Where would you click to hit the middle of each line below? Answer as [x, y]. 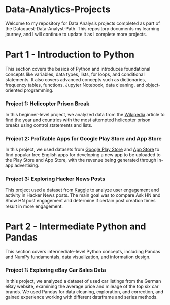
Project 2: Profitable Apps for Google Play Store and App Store [84, 139]
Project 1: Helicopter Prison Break [47, 104]
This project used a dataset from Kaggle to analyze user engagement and [82, 190]
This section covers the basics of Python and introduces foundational [78, 69]
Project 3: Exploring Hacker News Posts [55, 179]
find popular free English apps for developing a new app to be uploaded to [83, 155]
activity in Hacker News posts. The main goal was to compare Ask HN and [83, 195]
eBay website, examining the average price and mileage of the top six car [82, 286]
